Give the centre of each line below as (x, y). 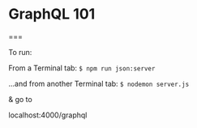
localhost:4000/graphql (48, 115)
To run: (20, 52)
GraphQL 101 (52, 14)
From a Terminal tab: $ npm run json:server (82, 68)
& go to (20, 99)
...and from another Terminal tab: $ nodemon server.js (99, 83)
